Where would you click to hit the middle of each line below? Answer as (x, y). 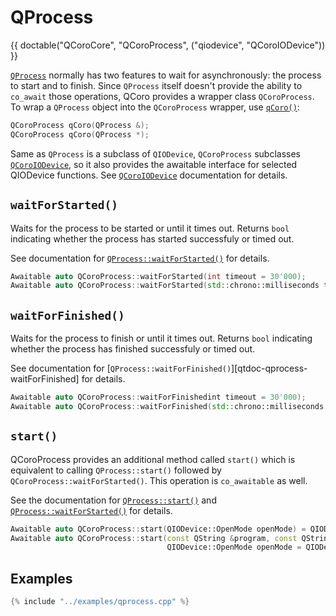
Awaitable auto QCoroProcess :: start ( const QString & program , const (154, 538)
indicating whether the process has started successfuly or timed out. (152, 238)
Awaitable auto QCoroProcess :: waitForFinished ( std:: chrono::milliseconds (167, 406)
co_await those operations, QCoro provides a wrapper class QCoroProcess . (162, 96)
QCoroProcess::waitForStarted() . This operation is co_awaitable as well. (159, 480)
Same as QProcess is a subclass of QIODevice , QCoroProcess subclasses (155, 153)
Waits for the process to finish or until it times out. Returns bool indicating (161, 338)
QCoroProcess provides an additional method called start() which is (153, 459)
